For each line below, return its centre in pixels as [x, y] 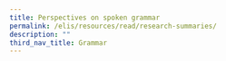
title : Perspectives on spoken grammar [85, 17]
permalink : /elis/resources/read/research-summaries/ [113, 26]
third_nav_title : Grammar [58, 43]
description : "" [40, 34]
